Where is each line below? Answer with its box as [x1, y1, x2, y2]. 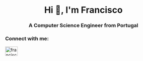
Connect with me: [5, 35, 49, 42]
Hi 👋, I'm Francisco [44, 4, 123, 16]
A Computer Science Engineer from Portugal [28, 22, 139, 29]
